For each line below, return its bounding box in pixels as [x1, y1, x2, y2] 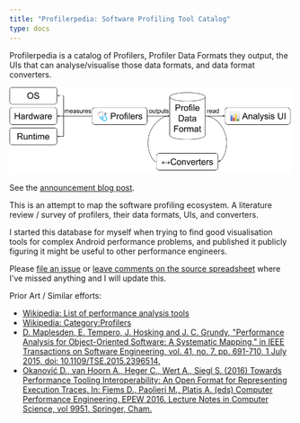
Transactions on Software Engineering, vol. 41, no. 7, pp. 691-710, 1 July [22, 346, 287, 357]
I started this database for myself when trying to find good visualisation [9, 227, 273, 238]
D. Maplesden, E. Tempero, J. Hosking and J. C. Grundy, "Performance [22, 327, 285, 337]
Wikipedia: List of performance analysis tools [22, 308, 190, 319]
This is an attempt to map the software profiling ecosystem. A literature [9, 200, 272, 211]
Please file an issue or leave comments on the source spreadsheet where [9, 264, 281, 274]
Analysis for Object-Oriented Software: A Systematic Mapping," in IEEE [22, 337, 285, 347]
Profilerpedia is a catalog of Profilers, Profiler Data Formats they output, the [9, 49, 289, 60]
